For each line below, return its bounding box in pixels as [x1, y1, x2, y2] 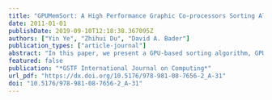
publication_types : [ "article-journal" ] [8, 42, 147, 50]
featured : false [8, 57, 63, 65]
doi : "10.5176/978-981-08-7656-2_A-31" [8, 79, 143, 87]
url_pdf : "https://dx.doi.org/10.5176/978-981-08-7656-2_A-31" [8, 72, 227, 80]
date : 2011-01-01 [8, 19, 67, 27]
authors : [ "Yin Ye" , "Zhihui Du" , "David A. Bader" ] [8, 34, 190, 43]
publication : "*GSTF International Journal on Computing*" [8, 65, 212, 73]
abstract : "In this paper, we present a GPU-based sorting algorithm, [8, 49, 252, 57]
